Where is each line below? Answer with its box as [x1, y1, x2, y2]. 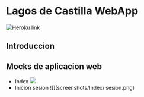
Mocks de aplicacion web [6, 61, 103, 71]
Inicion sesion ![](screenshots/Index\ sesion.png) [14, 85, 135, 92]
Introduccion [6, 41, 55, 51]
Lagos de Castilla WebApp [6, 4, 139, 18]
